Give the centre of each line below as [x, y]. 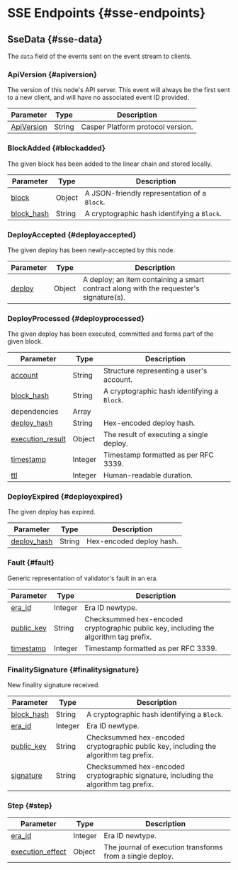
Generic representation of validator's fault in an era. [83, 578]
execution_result [38, 439]
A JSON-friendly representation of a [146, 193]
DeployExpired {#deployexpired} [65, 497]
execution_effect [39, 852]
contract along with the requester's [141, 288]
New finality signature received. [54, 685]
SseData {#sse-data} [55, 39]
